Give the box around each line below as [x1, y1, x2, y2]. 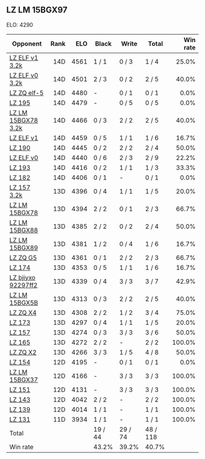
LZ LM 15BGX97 [6, 5, 68, 15]
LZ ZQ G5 [9, 253, 37, 262]
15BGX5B [9, 298, 38, 307]
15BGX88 [9, 226, 38, 234]
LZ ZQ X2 [9, 348, 37, 356]
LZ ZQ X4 [9, 308, 37, 317]
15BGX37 [9, 375, 38, 384]
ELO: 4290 [6, 21, 34, 28]
